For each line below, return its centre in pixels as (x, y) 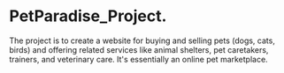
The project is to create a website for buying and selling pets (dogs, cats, (142, 40)
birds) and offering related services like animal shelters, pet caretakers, (139, 49)
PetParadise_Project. (88, 16)
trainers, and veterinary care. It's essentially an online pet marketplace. (138, 59)
